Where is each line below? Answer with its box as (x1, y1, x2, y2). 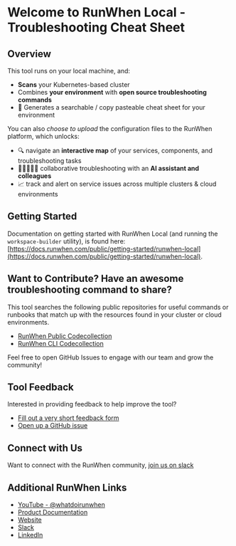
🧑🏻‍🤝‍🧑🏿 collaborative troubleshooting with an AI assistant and (17, 164, 200, 172)
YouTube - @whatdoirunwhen (17, 500, 105, 509)
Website (17, 515, 43, 524)
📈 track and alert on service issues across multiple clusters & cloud (17, 179, 217, 188)
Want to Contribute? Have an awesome (7, 273, 184, 285)
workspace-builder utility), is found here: (7, 236, 126, 246)
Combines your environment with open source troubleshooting (17, 88, 208, 96)
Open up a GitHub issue (17, 421, 88, 430)
